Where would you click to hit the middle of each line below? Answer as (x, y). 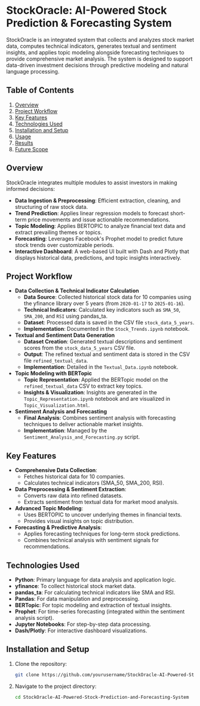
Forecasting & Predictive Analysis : (59, 528)
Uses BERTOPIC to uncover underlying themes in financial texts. (103, 515)
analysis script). (34, 618)
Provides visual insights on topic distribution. (79, 521)
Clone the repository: (41, 664)
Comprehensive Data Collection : (56, 470)
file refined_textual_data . (56, 361)
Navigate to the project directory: (56, 686)
